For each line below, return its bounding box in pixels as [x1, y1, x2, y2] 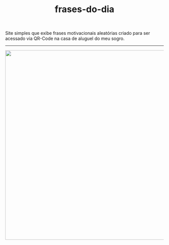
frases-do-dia [54, 4, 115, 15]
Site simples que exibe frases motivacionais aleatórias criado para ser [5, 30, 150, 36]
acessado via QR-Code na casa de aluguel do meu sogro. [5, 35, 125, 41]
